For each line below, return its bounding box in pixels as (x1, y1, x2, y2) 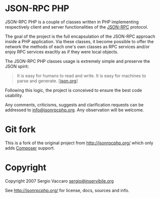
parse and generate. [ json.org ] (16, 78, 78, 84)
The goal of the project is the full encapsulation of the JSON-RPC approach (5, 33, 156, 39)
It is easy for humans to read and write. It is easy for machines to (16, 73, 146, 78)
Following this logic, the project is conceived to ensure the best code (5, 87, 142, 93)
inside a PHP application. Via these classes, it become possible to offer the (5, 38, 154, 44)
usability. (5, 92, 23, 98)
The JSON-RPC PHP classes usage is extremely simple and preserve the (5, 58, 150, 64)
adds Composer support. (5, 145, 55, 151)
